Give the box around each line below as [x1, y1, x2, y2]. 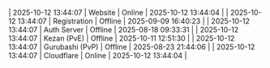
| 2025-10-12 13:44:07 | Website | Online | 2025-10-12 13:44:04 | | [8, 8, 229, 17]
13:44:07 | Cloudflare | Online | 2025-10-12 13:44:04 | [8, 51, 188, 60]
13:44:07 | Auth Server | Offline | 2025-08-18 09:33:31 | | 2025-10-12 [8, 25, 239, 34]
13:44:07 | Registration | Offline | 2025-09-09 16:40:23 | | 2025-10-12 [17, 16, 250, 26]
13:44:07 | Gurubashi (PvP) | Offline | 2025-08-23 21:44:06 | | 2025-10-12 [8, 42, 255, 52]
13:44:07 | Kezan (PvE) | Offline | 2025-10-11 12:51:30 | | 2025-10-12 [8, 33, 235, 43]
